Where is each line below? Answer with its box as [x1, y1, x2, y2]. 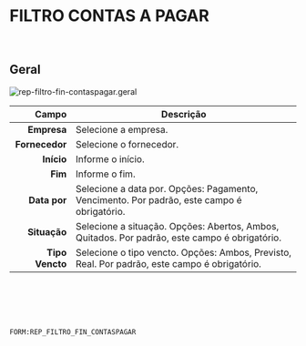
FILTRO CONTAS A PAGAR [9, 5, 209, 26]
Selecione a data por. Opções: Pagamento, [76, 182, 259, 195]
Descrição [160, 107, 207, 120]
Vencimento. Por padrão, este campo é [76, 193, 243, 206]
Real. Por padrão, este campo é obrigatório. [76, 257, 262, 270]
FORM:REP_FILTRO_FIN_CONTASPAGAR [9, 327, 137, 337]
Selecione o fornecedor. [76, 137, 179, 150]
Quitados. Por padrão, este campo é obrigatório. [76, 231, 282, 244]
